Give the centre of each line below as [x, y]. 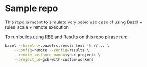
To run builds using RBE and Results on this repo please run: [66, 37]
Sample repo [32, 9]
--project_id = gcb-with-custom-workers [54, 59]
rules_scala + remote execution [37, 27]
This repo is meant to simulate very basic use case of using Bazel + [74, 22]
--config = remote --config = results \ [52, 50]
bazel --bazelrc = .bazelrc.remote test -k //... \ [57, 45]
